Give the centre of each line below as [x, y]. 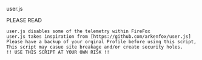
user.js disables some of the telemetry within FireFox [78, 31]
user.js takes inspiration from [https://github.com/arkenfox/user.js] [99, 37]
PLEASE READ [24, 20]
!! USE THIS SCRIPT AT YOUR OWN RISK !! [58, 52]
